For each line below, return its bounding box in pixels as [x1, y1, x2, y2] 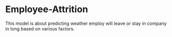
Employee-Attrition [5, 4, 89, 15]
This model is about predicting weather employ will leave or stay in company [5, 20, 167, 26]
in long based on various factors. [5, 25, 75, 31]
